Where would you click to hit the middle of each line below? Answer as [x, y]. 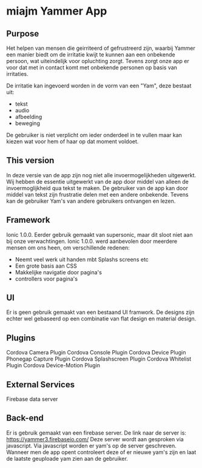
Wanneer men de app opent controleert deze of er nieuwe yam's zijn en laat [101, 452]
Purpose [23, 34]
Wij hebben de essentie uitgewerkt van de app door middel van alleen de [98, 181]
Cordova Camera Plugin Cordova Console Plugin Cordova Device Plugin [96, 353]
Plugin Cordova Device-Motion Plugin [53, 365]
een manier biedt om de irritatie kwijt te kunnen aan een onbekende [91, 55]
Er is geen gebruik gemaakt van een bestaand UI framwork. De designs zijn [101, 312]
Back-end [25, 418]
